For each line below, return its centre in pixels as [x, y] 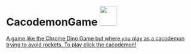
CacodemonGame [52, 22]
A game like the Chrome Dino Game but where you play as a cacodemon [95, 38]
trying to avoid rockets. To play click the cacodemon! [71, 45]
